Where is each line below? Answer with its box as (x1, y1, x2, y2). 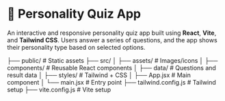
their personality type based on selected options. (7, 43, 146, 51)
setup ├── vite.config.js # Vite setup (7, 85, 111, 93)
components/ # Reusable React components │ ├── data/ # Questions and (7, 63, 217, 72)
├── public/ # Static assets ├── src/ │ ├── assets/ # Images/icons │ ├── (7, 56, 218, 64)
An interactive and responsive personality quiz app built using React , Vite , (7, 29, 217, 37)
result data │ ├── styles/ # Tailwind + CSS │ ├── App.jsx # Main (7, 71, 191, 79)
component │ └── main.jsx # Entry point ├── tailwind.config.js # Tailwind (7, 78, 217, 86)
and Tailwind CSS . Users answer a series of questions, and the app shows (7, 35, 217, 44)
